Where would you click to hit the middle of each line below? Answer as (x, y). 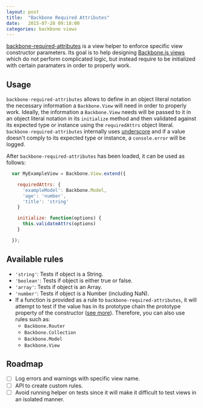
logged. (16, 144)
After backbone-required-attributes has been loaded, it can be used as (95, 156)
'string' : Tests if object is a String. (59, 274)
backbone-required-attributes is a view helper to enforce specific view (95, 46)
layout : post (23, 12)
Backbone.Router (45, 326)
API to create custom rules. (49, 386)
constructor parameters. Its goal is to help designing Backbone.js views (95, 53)
